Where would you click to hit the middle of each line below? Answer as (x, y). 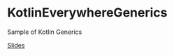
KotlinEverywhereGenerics (87, 13)
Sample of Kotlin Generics (45, 32)
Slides (16, 45)
